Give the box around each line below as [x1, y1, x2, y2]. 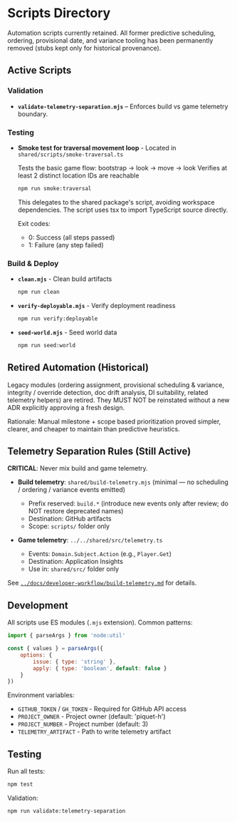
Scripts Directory [7, 5, 111, 21]
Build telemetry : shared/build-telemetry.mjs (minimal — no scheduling [17, 478, 229, 486]
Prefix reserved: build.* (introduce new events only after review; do [28, 499, 229, 508]
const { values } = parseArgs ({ [7, 645, 103, 652]
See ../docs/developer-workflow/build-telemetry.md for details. [7, 579, 197, 587]
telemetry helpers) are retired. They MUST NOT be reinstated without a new [7, 396, 230, 404]
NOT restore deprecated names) [28, 507, 124, 515]
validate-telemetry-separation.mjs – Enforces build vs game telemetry [17, 102, 228, 111]
